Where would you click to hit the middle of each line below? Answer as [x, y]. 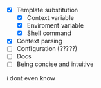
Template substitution [47, 10]
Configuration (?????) [47, 49]
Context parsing [39, 41]
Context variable [50, 18]
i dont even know [31, 78]
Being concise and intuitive [55, 64]
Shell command [49, 33]
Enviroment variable [55, 25]
